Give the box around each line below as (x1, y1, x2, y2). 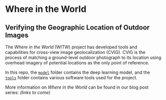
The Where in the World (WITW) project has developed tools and (5, 44, 137, 50)
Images (5, 31, 29, 39)
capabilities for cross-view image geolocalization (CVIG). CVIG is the (5, 50, 146, 55)
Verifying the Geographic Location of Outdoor (5, 23, 150, 32)
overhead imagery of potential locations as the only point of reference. (5, 60, 150, 65)
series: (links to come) (5, 90, 51, 95)
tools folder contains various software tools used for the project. (5, 75, 138, 80)
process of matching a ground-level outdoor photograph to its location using (5, 54, 162, 60)
